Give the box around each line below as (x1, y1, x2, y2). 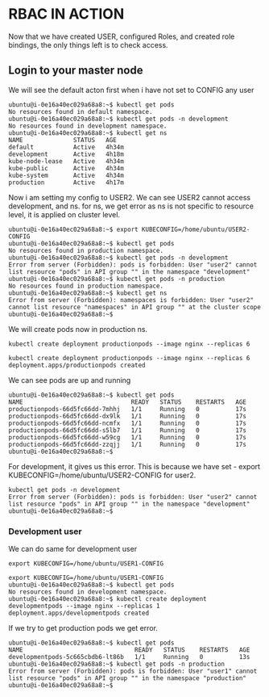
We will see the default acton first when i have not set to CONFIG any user (8, 85, 255, 94)
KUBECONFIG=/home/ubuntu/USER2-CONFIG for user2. (8, 470, 197, 480)
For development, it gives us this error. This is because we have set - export (8, 461, 260, 471)
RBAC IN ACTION (8, 5, 125, 23)
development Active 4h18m (8, 150, 125, 158)
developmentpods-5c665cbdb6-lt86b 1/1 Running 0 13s (8, 653, 250, 661)
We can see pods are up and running (8, 375, 131, 384)
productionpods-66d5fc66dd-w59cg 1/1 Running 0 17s (8, 433, 247, 441)
